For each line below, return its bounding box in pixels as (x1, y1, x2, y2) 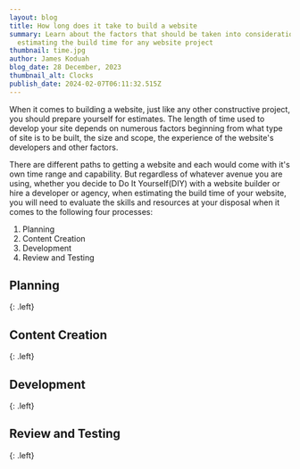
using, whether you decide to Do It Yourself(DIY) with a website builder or (9, 177, 280, 188)
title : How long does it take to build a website (9, 21, 198, 30)
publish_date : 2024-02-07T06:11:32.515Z (9, 79, 162, 88)
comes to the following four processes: (9, 206, 154, 217)
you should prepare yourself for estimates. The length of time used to (9, 113, 265, 124)
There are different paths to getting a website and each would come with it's (9, 159, 290, 169)
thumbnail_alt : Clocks (9, 71, 94, 80)
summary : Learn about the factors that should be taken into (9, 29, 242, 38)
